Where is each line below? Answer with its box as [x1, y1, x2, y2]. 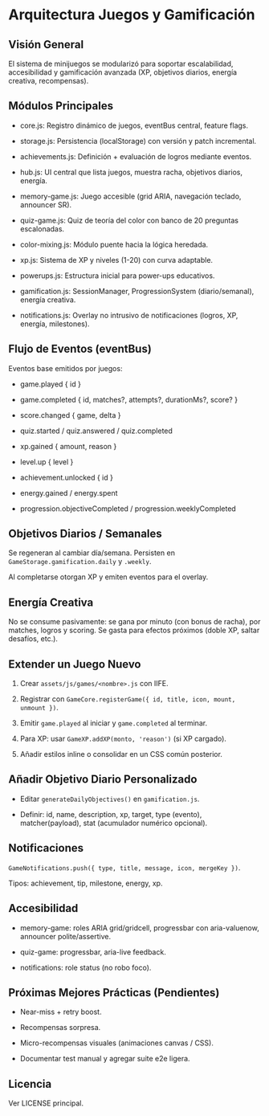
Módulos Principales [8, 99, 114, 113]
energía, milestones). [19, 319, 90, 329]
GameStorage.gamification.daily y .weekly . [8, 557, 152, 566]
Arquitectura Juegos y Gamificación [8, 6, 255, 24]
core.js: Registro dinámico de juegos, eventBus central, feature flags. [19, 121, 249, 130]
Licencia [8, 1077, 52, 1090]
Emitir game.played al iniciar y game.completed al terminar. [19, 718, 207, 728]
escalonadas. [19, 223, 65, 234]
